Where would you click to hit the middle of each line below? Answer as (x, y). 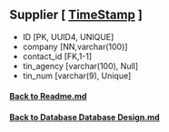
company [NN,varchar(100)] (75, 46)
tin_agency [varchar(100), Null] (80, 66)
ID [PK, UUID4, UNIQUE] (68, 36)
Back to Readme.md (48, 96)
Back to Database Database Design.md (85, 117)
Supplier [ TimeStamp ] (76, 15)
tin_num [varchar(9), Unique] (77, 76)
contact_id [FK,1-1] (57, 56)
